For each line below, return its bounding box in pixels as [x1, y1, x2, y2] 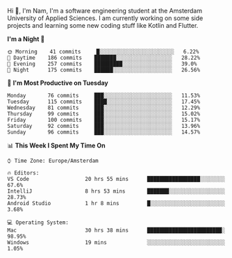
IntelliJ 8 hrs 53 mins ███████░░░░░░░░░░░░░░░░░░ [7, 188, 226, 195]
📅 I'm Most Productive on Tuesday [7, 79, 109, 87]
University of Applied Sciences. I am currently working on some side [7, 14, 204, 22]
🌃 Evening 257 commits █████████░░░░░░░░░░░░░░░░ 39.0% [7, 61, 197, 67]
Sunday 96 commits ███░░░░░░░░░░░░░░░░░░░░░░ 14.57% [7, 129, 200, 136]
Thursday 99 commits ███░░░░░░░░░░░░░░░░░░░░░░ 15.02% [7, 111, 200, 118]
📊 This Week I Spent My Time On [7, 141, 106, 150]
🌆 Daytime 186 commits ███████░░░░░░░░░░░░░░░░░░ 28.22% [7, 54, 200, 61]
